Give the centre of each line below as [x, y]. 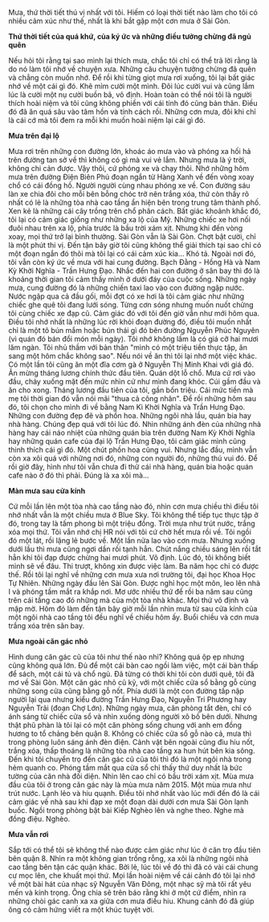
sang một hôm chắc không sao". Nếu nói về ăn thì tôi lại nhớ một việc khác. [132, 356]
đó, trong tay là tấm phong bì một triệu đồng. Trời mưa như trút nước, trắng [132, 523]
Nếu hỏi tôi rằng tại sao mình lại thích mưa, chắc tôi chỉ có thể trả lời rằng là [133, 61]
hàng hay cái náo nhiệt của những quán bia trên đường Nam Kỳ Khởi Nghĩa [132, 433]
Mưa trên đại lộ [34, 136]
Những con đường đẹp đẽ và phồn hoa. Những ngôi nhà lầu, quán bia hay [130, 416]
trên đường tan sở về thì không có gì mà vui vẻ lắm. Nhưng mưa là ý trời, [127, 160]
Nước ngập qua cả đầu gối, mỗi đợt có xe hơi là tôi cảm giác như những [126, 296]
